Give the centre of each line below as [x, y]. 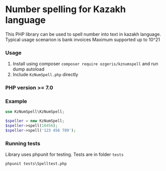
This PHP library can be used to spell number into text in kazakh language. [83, 34]
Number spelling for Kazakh [65, 9]
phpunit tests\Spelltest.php [36, 164]
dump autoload [28, 69]
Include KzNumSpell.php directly [45, 75]
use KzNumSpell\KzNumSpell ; [35, 112]
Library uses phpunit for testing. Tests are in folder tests [64, 155]
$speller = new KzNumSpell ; [35, 121]
